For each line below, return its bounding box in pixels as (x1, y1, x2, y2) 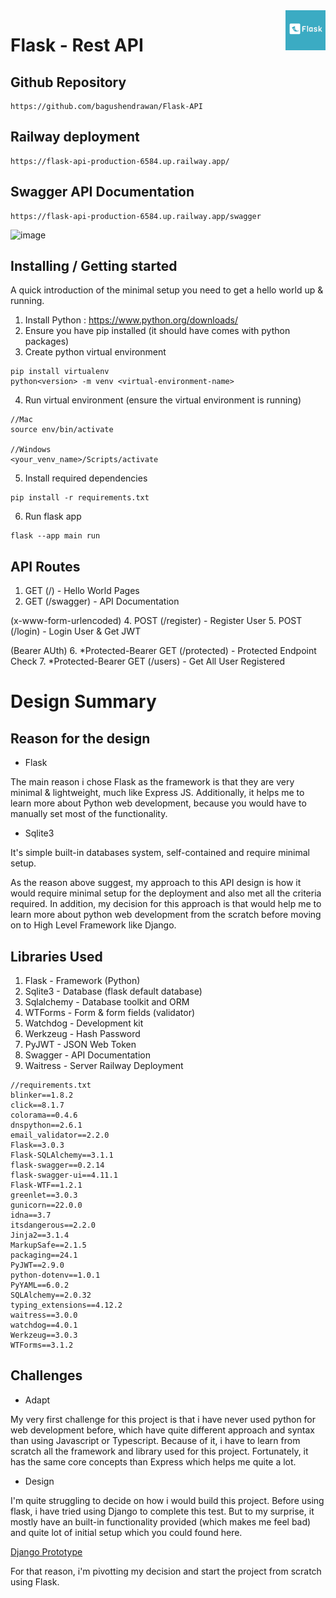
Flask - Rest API (10, 34, 144, 57)
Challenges (10, 1367, 83, 1384)
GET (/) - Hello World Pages (24, 585, 140, 597)
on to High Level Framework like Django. (10, 919, 177, 931)
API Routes (10, 558, 81, 575)
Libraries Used (10, 948, 103, 965)
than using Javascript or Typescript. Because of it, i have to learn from (10, 1434, 301, 1446)
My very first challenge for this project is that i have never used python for (10, 1413, 317, 1425)
